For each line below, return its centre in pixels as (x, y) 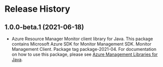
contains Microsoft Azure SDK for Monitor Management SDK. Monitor (81, 44)
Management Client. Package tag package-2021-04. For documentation (84, 49)
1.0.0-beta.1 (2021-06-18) (44, 27)
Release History (37, 9)
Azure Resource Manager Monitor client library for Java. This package (82, 39)
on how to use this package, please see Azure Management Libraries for (85, 54)
